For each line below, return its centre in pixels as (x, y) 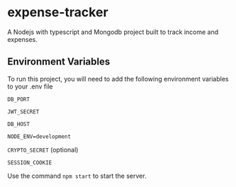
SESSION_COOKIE (30, 163)
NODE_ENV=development (39, 136)
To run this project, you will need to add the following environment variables (118, 79)
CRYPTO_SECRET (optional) (43, 149)
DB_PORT (19, 99)
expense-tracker (58, 12)
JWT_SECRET (23, 112)
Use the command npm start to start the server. (77, 176)
